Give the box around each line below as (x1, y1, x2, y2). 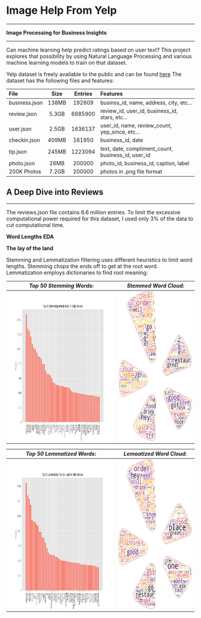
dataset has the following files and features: (6, 77, 114, 84)
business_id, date (100, 137, 144, 144)
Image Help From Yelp (6, 4, 117, 17)
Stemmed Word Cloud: (126, 282, 184, 289)
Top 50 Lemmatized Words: (26, 450, 97, 458)
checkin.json (8, 137, 40, 144)
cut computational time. (6, 221, 65, 228)
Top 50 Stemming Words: (29, 282, 94, 289)
